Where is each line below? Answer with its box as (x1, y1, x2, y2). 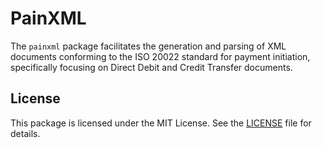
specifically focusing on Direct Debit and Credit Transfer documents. (10, 61, 293, 73)
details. (10, 127, 41, 139)
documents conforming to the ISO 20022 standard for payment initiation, (10, 50, 311, 62)
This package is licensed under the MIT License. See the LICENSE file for (10, 117, 312, 129)
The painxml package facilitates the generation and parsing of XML (10, 40, 287, 52)
